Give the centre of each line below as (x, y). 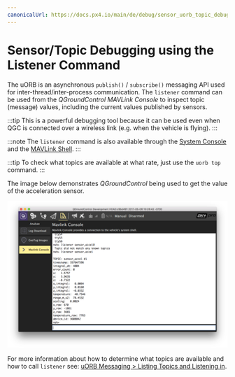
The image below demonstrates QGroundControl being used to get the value (117, 183)
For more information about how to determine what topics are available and (116, 359)
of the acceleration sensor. (46, 191)
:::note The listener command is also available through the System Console (117, 141)
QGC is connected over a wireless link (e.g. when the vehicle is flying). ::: (113, 128)
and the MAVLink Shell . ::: (44, 149)
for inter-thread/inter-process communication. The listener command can (115, 92)
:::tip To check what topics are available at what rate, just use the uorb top (114, 162)
